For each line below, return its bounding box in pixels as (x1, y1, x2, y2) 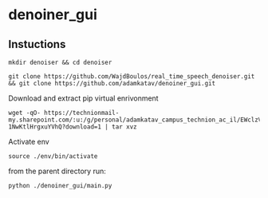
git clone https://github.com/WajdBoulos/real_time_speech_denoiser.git (8, 73, 255, 81)
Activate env (8, 137, 49, 146)
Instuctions (8, 38, 66, 51)
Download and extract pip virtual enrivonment (8, 93, 159, 103)
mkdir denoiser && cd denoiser (8, 58, 112, 66)
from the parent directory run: (8, 166, 106, 176)
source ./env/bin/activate (8, 152, 98, 160)
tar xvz (111, 123, 137, 131)
